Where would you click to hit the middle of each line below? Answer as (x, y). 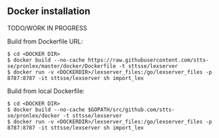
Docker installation (49, 11)
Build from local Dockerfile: (46, 91)
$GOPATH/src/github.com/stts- (131, 110)
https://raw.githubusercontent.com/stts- (148, 60)
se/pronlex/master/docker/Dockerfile (62, 66)
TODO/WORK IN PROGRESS (47, 28)
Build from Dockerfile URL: (45, 41)
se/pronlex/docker (34, 116)
